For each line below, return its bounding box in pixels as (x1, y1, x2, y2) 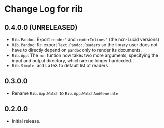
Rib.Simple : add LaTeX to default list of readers (11, 63, 108, 68)
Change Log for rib (4, 3, 83, 15)
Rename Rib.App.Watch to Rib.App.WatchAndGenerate (11, 90, 118, 96)
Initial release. (11, 118, 41, 124)
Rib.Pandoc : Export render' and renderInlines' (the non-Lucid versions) (11, 36, 159, 42)
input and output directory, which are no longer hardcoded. (11, 58, 133, 63)
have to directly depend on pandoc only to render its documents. (11, 47, 142, 53)
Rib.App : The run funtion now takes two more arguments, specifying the (11, 52, 159, 58)
